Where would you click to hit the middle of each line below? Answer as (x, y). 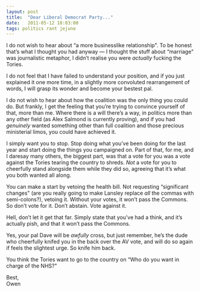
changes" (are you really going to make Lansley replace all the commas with (100, 193)
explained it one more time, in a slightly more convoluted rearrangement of (98, 82)
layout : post (22, 12)
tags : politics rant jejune (41, 28)
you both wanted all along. (39, 175)
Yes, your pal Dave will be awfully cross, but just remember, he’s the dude (97, 235)
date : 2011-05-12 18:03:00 (42, 23)
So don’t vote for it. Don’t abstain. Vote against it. (67, 206)
